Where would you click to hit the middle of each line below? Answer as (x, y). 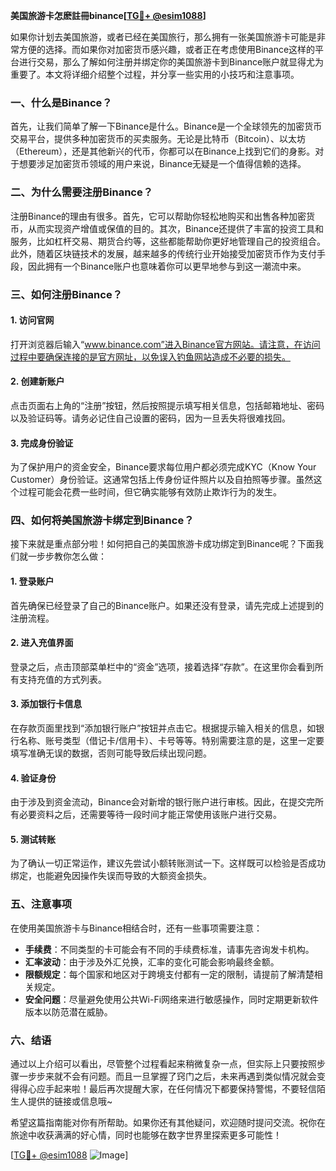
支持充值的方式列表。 (62, 679)
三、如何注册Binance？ (66, 294)
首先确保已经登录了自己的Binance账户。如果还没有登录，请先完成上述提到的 (167, 605)
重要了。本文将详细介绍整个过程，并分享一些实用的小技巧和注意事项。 (155, 74)
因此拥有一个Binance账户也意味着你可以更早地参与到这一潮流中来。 (167, 266)
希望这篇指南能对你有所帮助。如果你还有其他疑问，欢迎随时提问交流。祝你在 (168, 1123)
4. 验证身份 (33, 778)
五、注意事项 (41, 904)
